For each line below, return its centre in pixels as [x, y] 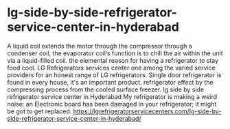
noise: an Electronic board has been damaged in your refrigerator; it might [112, 104]
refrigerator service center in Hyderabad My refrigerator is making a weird [112, 96]
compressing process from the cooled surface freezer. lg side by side [106, 89]
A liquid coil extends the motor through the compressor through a [100, 46]
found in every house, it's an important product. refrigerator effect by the [111, 82]
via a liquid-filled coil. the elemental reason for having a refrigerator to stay [113, 60]
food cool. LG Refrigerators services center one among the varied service [112, 68]
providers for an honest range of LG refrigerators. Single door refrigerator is [114, 75]
